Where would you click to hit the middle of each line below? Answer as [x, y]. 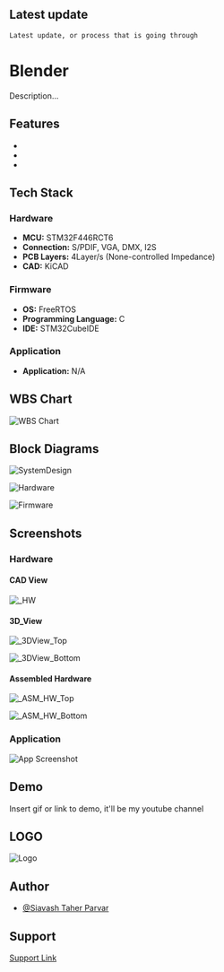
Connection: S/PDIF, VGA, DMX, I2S [89, 247]
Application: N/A [54, 370]
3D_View [26, 621]
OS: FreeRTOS [49, 309]
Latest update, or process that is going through [104, 35]
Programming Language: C [73, 318]
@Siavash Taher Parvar [65, 908]
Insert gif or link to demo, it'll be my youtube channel [107, 808]
